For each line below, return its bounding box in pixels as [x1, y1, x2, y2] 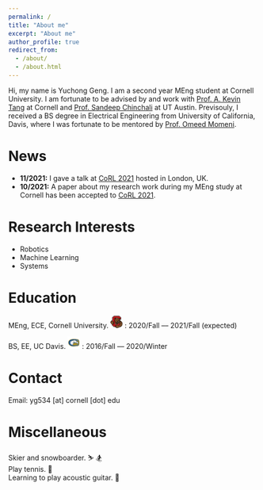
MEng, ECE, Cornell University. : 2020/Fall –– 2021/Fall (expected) [8, 320, 238, 330]
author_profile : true [8, 38, 80, 46]
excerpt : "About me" [8, 29, 77, 37]
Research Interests [8, 218, 135, 235]
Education [8, 289, 77, 307]
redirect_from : [8, 46, 59, 55]
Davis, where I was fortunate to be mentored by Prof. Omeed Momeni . [8, 119, 237, 128]
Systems [19, 261, 49, 270]
